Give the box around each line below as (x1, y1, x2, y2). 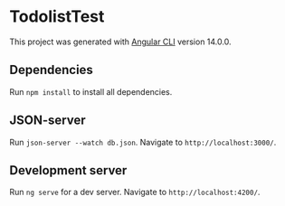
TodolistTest (9, 6, 105, 27)
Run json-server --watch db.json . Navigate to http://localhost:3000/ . (9, 136, 277, 147)
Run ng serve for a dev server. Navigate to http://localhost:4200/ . (9, 187, 261, 198)
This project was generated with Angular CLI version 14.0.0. (9, 36, 232, 47)
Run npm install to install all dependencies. (9, 86, 173, 97)
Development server (9, 163, 128, 178)
